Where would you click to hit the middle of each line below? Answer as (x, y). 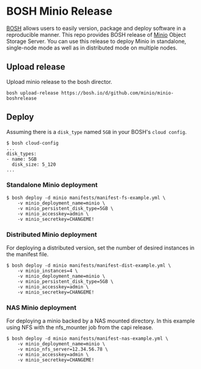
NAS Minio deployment (41, 308)
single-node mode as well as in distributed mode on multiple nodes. (92, 48)
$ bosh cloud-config (33, 143)
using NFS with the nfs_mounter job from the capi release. (80, 327)
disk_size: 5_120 (34, 164)
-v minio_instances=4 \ (48, 271)
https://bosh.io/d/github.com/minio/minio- (117, 93)
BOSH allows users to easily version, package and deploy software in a (96, 28)
